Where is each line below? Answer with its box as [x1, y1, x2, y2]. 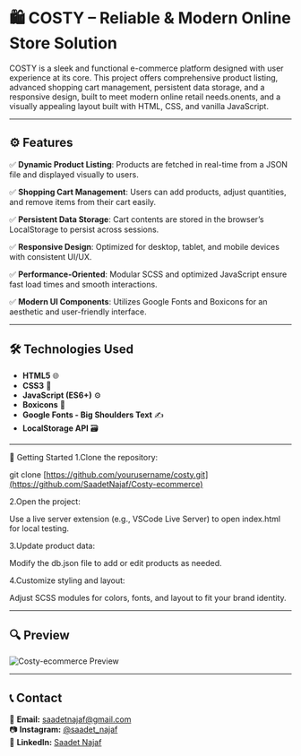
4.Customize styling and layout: [9, 575, 125, 586]
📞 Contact [9, 690, 63, 705]
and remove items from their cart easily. [9, 196, 157, 207]
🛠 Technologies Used [9, 342, 134, 357]
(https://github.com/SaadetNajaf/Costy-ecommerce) [9, 478, 203, 489]
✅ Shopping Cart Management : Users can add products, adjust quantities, [9, 186, 287, 197]
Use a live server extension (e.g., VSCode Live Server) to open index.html [9, 513, 280, 524]
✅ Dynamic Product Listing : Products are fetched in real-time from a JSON [9, 159, 288, 169]
